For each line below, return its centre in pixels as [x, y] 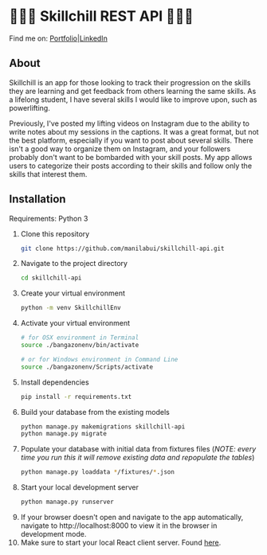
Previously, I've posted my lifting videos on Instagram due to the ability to [130, 123]
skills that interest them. [48, 174]
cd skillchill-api [51, 278]
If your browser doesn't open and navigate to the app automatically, [132, 518]
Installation [37, 199]
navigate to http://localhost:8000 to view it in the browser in [119, 526]
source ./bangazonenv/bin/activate [80, 346]
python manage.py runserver [67, 502]
